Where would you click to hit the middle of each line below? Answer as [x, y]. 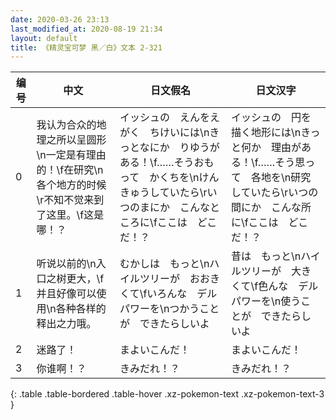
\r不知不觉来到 [70, 200]
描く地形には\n [266, 133]
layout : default [44, 38]
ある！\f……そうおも [167, 163]
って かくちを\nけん [169, 178]
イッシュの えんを [165, 118]
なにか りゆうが [179, 148]
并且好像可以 [66, 294]
